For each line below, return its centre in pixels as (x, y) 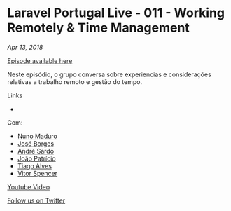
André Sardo (36, 151)
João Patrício (36, 158)
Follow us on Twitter (36, 200)
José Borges (36, 143)
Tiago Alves (35, 165)
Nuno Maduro (37, 136)
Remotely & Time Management (99, 28)
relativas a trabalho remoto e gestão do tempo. (75, 81)
